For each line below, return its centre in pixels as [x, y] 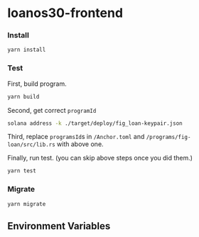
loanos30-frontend [65, 13]
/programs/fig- [168, 137]
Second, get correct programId [52, 110]
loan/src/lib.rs [31, 145]
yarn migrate [27, 204]
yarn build [23, 97]
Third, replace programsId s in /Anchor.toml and [76, 137]
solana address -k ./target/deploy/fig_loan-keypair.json [95, 123]
